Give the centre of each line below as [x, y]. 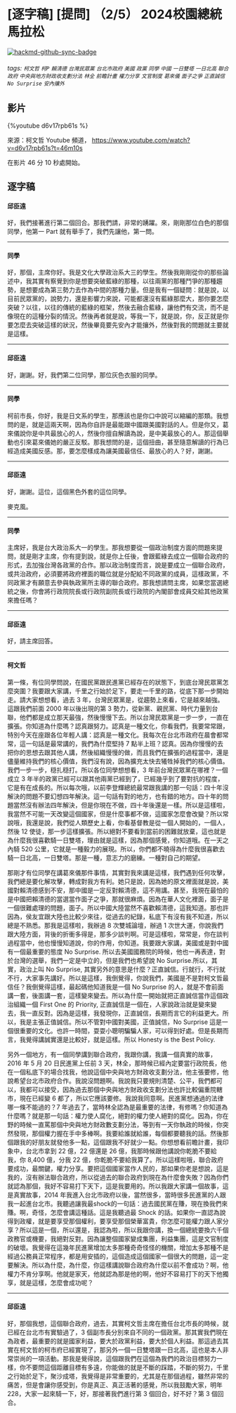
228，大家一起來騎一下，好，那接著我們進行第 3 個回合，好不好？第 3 [109, 1393]
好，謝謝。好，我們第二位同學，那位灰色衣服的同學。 [84, 375]
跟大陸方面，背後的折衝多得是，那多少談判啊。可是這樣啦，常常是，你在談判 [118, 934]
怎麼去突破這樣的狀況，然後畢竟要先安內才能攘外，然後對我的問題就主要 [118, 325]
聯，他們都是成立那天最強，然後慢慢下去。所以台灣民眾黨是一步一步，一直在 [118, 717]
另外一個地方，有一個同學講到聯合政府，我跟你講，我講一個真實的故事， [112, 1054]
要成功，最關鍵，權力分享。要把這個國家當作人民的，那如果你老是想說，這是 [118, 1168]
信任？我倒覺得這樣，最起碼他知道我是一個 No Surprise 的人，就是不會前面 [116, 987]
